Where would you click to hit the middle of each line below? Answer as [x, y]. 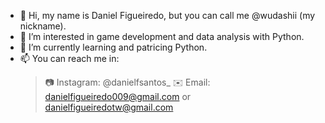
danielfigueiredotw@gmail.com [109, 107]
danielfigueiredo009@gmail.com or [118, 96]
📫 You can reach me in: [69, 58]
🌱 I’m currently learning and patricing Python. [113, 47]
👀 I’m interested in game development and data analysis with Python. [162, 36]
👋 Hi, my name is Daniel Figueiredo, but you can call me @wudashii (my [167, 15]
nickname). [43, 26]
